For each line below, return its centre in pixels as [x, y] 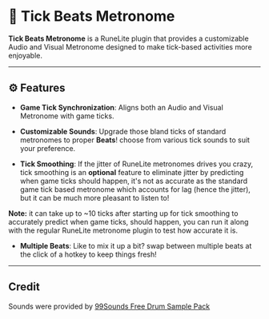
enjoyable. [25, 55]
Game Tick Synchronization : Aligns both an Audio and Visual [122, 107]
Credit [24, 287]
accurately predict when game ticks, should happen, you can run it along [128, 221]
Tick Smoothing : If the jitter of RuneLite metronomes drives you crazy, [137, 164]
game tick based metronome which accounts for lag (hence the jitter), [135, 189]
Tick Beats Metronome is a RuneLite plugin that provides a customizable [129, 38]
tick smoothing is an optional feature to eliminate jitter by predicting [132, 172]
